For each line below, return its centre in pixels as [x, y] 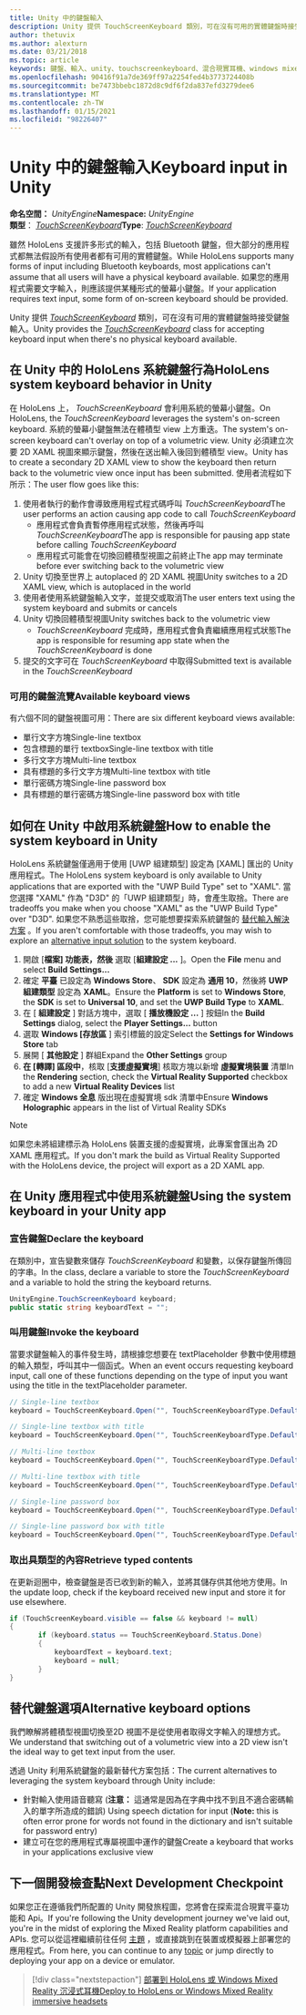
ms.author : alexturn [49, 43]
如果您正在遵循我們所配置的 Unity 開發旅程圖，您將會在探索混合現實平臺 [145, 1907]
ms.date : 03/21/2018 [49, 52]
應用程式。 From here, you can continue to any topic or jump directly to [142, 1950]
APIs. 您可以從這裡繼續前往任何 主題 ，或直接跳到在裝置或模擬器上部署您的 [150, 1939]
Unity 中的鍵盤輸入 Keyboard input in [149, 167]
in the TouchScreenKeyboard [77, 671]
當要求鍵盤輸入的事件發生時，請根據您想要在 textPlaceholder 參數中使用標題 [153, 1353]
